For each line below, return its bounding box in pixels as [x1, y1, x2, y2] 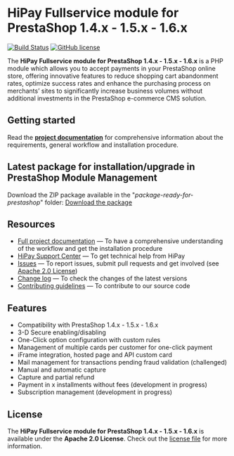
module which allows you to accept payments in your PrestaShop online [7, 64, 216, 72]
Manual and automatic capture [17, 365, 107, 374]
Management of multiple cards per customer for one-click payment [17, 343, 213, 352]
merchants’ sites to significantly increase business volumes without [7, 86, 202, 95]
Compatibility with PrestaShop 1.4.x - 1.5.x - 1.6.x [17, 321, 159, 330]
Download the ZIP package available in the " [7, 190, 136, 199]
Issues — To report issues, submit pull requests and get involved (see [17, 259, 219, 268]
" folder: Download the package [39, 198, 132, 207]
